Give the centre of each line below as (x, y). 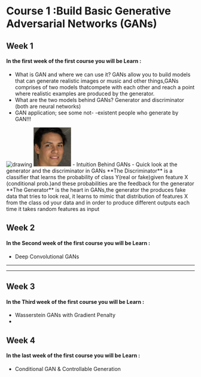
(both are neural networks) (48, 106)
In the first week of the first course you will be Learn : (74, 61)
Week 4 (21, 340)
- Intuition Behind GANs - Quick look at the (125, 165)
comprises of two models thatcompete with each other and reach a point (105, 87)
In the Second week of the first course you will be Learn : (78, 243)
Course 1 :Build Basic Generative (89, 11)
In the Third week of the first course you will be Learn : (75, 301)
